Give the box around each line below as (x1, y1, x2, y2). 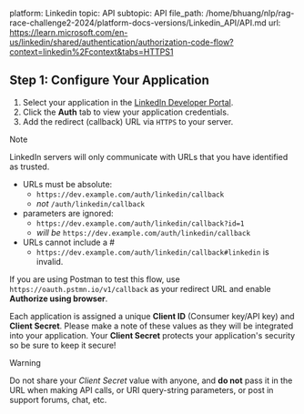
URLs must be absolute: (22, 178, 113, 189)
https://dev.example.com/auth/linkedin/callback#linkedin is (35, 246, 270, 257)
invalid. (35, 256, 64, 267)
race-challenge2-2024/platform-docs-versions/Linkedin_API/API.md (9, 17, 267, 28)
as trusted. (9, 161, 50, 172)
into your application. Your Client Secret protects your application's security (9, 329, 296, 340)
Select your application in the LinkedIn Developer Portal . (22, 96, 234, 107)
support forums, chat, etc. (9, 394, 107, 405)
